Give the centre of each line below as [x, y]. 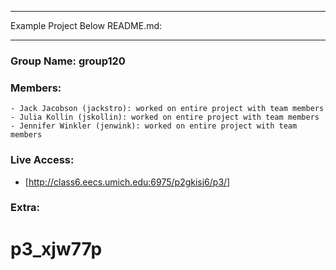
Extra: [25, 208]
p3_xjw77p [56, 248]
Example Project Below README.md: [86, 25]
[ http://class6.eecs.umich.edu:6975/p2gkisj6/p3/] [127, 182]
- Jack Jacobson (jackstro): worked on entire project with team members [167, 109]
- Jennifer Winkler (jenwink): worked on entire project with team [154, 126]
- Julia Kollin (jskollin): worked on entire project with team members [165, 117]
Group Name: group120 [68, 61]
